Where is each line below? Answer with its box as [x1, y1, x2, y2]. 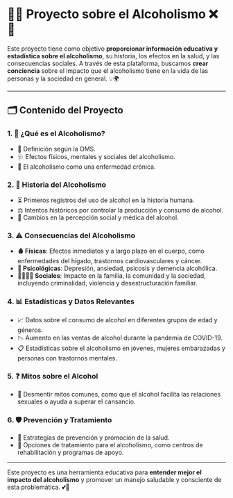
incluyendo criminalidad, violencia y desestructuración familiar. [17, 279, 198, 288]
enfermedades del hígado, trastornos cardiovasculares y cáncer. [17, 257, 202, 265]
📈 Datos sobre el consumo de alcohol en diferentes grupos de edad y [17, 315, 218, 324]
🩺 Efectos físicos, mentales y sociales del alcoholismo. [17, 152, 175, 160]
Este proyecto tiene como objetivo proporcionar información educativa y [7, 44, 218, 53]
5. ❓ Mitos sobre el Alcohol [7, 372, 98, 381]
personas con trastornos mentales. [17, 354, 118, 362]
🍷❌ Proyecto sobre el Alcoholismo [7, 6, 206, 22]
